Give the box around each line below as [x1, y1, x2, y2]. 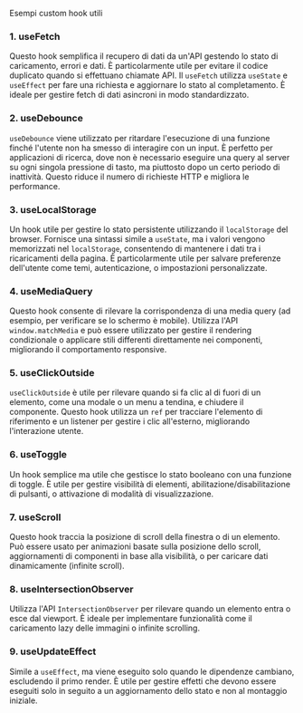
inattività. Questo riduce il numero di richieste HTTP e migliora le [9, 171, 250, 182]
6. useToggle [9, 448, 68, 461]
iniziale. [9, 695, 38, 706]
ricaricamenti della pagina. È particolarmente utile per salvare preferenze [9, 253, 281, 264]
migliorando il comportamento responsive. [9, 344, 167, 355]
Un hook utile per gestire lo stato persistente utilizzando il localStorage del [9, 224, 289, 235]
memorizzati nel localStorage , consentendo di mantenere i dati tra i [9, 243, 261, 254]
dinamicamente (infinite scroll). [9, 561, 125, 572]
